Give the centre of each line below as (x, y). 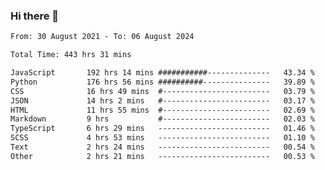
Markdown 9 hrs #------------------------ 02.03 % (162, 119)
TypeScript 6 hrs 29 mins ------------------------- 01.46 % (162, 129)
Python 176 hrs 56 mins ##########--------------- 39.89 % (162, 82)
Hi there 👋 (35, 16)
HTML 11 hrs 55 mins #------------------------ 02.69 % (162, 110)
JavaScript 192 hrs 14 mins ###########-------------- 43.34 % (162, 73)
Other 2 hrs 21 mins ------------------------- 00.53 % (162, 156)
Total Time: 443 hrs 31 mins (71, 55)
